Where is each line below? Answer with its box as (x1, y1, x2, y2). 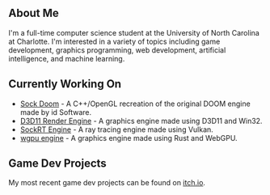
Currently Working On (8, 77, 122, 91)
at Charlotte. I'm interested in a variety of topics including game (8, 36, 221, 46)
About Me (8, 6, 59, 20)
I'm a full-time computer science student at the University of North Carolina (8, 28, 260, 37)
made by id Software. (19, 107, 92, 117)
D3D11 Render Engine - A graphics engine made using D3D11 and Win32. (19, 116, 263, 125)
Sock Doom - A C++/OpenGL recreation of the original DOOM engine (19, 99, 251, 108)
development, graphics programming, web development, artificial (8, 45, 226, 55)
